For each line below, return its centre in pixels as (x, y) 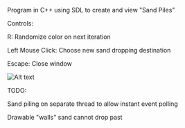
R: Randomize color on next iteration (59, 37)
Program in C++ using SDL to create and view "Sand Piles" (91, 10)
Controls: (20, 23)
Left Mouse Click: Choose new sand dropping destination (89, 50)
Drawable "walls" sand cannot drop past (65, 117)
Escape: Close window (40, 64)
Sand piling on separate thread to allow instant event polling (92, 104)
